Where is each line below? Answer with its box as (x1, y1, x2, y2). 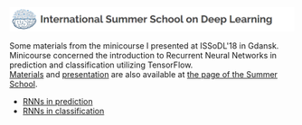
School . (9, 78, 38, 89)
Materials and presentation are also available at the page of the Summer (9, 68, 278, 79)
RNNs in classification (22, 105, 105, 116)
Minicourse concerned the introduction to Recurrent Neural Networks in (9, 49, 278, 60)
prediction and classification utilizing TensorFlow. (9, 59, 193, 70)
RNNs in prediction (22, 95, 93, 106)
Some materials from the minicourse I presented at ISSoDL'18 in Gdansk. (9, 40, 279, 51)
